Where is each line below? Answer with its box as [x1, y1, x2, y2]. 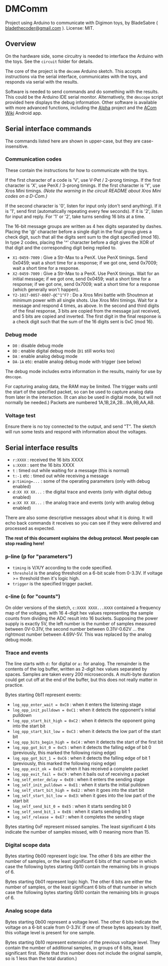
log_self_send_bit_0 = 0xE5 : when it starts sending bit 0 [12, 803, 131, 809]
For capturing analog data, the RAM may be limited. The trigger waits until [5, 384, 158, 390]
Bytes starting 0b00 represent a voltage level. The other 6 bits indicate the [5, 919, 159, 925]
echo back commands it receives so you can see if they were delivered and [5, 520, 161, 526]
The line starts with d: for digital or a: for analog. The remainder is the [5, 660, 150, 667]
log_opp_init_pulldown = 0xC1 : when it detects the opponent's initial [12, 707, 156, 713]
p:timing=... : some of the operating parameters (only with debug [12, 478, 150, 484]
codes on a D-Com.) [5, 193, 48, 199]
